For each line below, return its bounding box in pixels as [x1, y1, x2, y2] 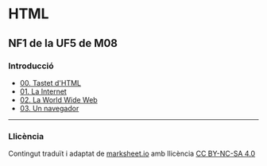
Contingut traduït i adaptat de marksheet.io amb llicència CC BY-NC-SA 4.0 [8, 149, 256, 159]
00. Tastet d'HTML [19, 78, 82, 87]
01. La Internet [19, 87, 68, 96]
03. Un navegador [19, 103, 79, 113]
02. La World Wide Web [19, 95, 98, 104]
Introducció [8, 60, 54, 71]
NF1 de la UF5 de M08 [8, 37, 118, 50]
